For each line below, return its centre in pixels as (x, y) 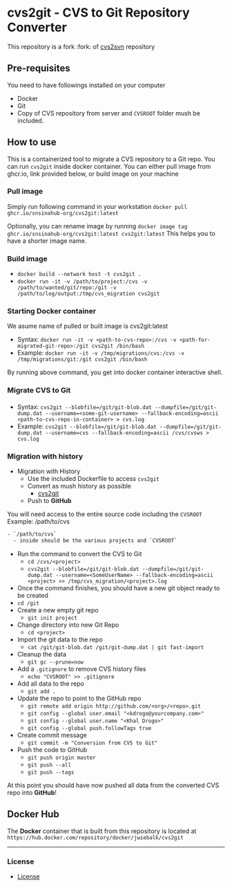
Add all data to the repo (50, 684)
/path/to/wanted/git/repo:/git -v (67, 288)
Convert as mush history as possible (79, 486)
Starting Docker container (52, 311)
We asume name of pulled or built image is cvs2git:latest (88, 326)
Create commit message (52, 735)
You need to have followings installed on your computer (86, 85)
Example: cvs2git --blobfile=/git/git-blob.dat (87, 426)
